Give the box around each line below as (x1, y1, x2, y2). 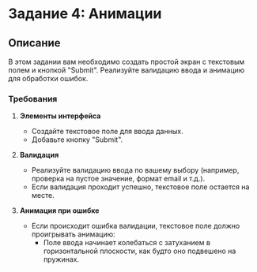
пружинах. (43, 255, 80, 264)
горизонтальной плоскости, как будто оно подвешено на (43, 246, 236, 256)
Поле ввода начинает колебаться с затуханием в (43, 238, 211, 248)
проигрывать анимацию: (31, 229, 116, 239)
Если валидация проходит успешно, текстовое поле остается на (31, 182, 250, 192)
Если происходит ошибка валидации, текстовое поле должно (31, 222, 240, 231)
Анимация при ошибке (19, 206, 100, 215)
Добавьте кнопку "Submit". (31, 135, 123, 144)
